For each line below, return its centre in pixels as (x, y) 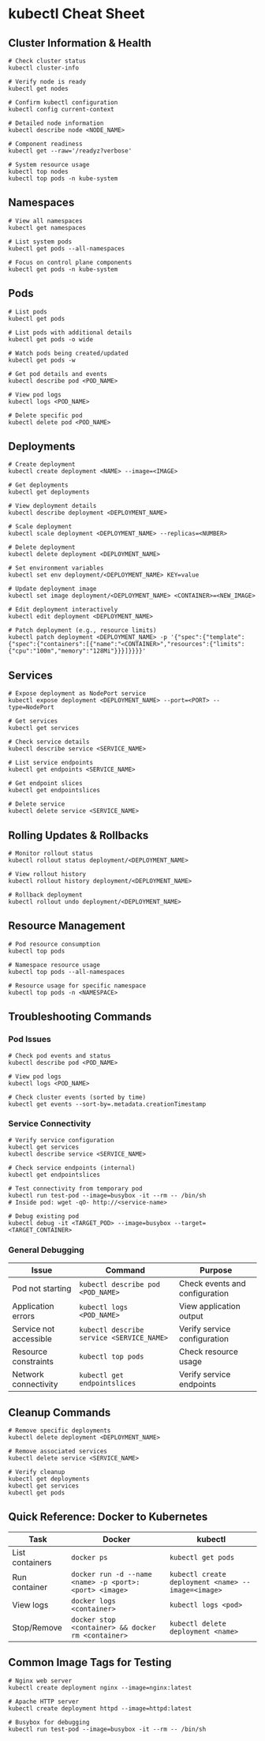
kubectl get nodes (38, 88)
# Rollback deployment (45, 895)
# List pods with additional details (70, 333)
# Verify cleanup (37, 1472)
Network (28, 1374)
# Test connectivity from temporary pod (76, 1188)
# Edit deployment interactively (63, 610)
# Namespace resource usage (54, 965)
